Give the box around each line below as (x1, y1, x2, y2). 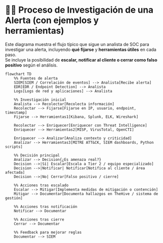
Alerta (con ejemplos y (5, 15, 99, 26)
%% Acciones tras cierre (14, 217, 64, 222)
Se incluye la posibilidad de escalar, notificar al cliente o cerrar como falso (5, 57, 158, 63)
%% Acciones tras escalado (14, 183, 69, 188)
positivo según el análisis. (5, 62, 58, 68)
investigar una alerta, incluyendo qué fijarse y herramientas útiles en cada (5, 46, 157, 52)
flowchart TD (5, 71, 32, 76)
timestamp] (5, 110, 27, 115)
